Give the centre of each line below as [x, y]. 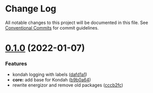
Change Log [31, 9]
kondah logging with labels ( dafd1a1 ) [50, 74]
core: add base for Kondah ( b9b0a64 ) [52, 80]
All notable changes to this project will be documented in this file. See [77, 22]
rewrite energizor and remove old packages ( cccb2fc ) [68, 85]
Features [16, 64]
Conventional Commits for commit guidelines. [52, 27]
